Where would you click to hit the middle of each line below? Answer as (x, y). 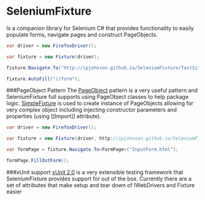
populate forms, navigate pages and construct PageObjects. (82, 34)
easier (14, 191)
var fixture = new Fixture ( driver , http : (60, 138)
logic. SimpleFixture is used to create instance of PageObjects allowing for (100, 103)
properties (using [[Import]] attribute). (54, 116)
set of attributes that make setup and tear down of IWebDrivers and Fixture (101, 185)
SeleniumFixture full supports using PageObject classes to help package (98, 97)
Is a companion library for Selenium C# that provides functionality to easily (100, 28)
